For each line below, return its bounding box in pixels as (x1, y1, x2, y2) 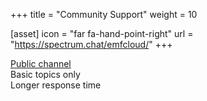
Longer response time (10, 79, 102, 91)
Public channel (10, 58, 72, 69)
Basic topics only (10, 69, 81, 80)
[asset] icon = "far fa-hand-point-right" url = (10, 28, 194, 39)
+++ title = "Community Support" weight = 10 (10, 9, 198, 20)
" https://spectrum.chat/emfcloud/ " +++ (10, 39, 173, 50)
